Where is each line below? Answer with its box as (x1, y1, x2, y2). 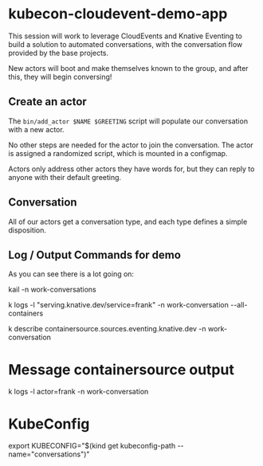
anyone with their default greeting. (8, 172, 122, 182)
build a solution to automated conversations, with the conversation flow (8, 39, 243, 49)
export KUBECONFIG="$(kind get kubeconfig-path (8, 441, 176, 451)
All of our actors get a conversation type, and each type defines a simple (8, 217, 248, 226)
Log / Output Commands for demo (8, 248, 182, 261)
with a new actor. (8, 124, 65, 134)
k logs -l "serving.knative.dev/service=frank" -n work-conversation (8, 300, 230, 310)
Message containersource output (8, 360, 235, 378)
